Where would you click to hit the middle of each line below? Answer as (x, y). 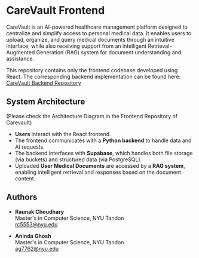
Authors (22, 197)
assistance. (20, 59)
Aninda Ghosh (33, 236)
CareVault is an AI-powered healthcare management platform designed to (97, 27)
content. (25, 178)
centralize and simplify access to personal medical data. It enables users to (99, 33)
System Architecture (46, 102)
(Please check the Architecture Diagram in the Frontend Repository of (92, 116)
